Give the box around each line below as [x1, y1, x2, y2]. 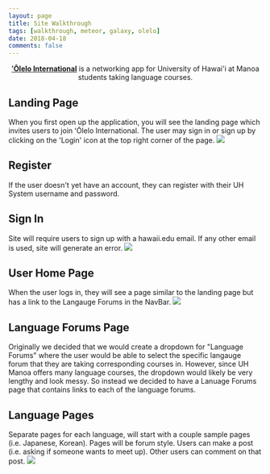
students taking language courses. [77, 73, 193, 82]
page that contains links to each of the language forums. [8, 385, 196, 395]
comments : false [8, 42, 63, 50]
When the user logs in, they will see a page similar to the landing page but [8, 288, 254, 297]
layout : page [8, 11, 52, 20]
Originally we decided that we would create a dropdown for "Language [8, 342, 244, 351]
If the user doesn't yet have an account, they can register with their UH [8, 180, 244, 189]
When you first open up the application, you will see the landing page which [8, 117, 260, 127]
